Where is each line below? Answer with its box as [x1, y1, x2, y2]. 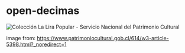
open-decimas [6, 4, 80, 17]
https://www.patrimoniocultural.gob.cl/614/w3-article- [37, 34, 170, 41]
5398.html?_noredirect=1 [6, 41, 67, 48]
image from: [6, 34, 36, 41]
